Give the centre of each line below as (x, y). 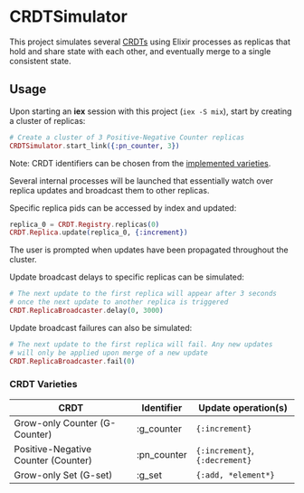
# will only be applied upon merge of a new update (109, 353)
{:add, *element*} (236, 475)
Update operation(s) (243, 407)
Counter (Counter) (53, 460)
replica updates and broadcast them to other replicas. (109, 190)
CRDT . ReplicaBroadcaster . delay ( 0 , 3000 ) (87, 310)
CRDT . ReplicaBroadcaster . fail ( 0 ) (72, 361)
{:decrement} (224, 460)
